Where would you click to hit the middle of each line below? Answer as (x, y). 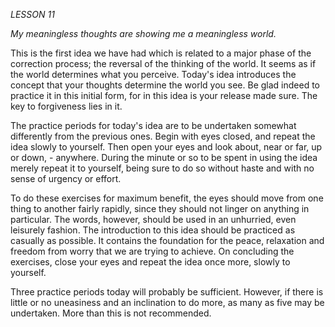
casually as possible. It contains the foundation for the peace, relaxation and (167, 240)
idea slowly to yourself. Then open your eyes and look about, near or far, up (166, 147)
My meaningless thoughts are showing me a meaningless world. (143, 33)
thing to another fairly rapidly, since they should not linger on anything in (160, 208)
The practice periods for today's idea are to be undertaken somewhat (153, 125)
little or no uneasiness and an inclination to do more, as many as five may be (167, 302)
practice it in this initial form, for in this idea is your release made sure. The (164, 95)
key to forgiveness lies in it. (66, 106)
